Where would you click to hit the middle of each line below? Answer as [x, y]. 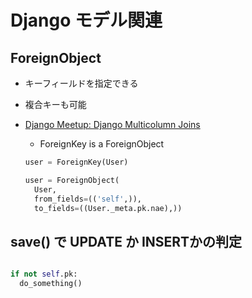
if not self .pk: [44, 274]
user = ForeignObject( [72, 180]
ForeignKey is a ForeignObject [102, 144]
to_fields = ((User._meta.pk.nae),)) [108, 208]
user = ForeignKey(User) [76, 162]
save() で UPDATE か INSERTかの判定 [126, 241]
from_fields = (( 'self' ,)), [88, 199]
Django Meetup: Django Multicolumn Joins [112, 124]
